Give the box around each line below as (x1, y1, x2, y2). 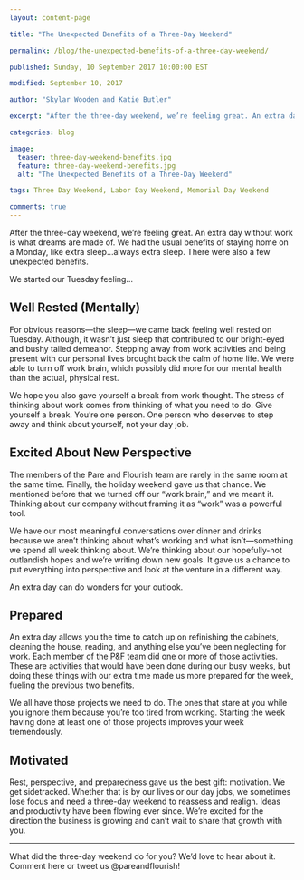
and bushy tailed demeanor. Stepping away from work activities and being (9, 343, 287, 354)
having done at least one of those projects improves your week (9, 717, 244, 728)
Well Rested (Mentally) (9, 300, 140, 316)
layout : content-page (9, 13, 91, 23)
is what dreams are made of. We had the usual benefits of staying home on (9, 237, 290, 248)
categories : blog (9, 128, 75, 137)
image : (9, 144, 34, 153)
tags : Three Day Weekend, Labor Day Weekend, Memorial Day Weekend (9, 186, 270, 195)
